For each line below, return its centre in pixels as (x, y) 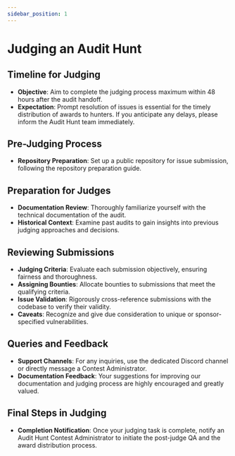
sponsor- (208, 314)
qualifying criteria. (44, 292)
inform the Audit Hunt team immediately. (76, 121)
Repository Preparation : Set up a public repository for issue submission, (123, 161)
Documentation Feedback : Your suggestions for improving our (109, 376)
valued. (28, 391)
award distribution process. (57, 445)
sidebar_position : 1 (38, 14)
